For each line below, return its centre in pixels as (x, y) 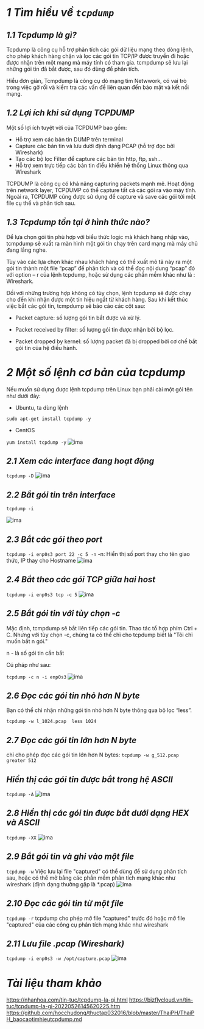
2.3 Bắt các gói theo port (54, 539)
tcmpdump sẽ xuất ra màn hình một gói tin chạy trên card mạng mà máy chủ (102, 243)
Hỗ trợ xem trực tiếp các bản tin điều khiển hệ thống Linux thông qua (102, 165)
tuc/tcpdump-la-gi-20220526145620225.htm (63, 1006)
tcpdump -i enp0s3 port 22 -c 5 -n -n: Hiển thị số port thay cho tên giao (98, 554)
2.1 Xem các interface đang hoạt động (80, 461)
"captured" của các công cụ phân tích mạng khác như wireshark (87, 924)
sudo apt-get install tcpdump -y (49, 419)
